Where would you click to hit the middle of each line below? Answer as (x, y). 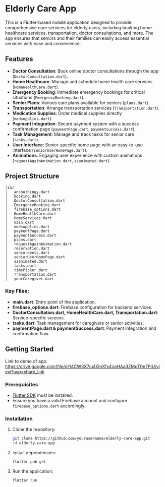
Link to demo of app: (26, 361)
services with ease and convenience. (43, 43)
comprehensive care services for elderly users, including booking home (79, 27)
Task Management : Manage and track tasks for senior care (73, 134)
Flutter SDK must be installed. (43, 395)
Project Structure (32, 176)
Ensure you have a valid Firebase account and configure (70, 400)
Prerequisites (22, 384)
